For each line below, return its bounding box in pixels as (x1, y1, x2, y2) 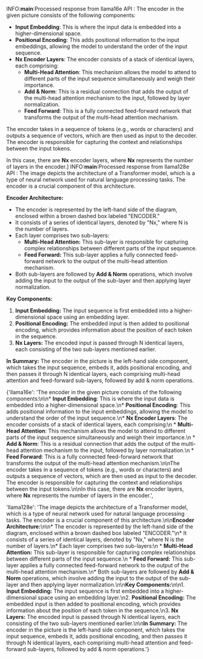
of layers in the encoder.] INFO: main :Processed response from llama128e (6, 163, 190, 170)
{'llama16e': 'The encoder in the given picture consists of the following (6, 389, 182, 395)
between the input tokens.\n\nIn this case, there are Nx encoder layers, (6, 485, 184, 493)
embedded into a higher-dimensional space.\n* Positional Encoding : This (6, 401, 191, 409)
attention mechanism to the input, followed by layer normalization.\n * (20, 446, 195, 454)
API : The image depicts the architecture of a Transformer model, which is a (6, 169, 195, 177)
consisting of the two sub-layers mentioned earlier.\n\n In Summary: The (6, 620, 188, 627)
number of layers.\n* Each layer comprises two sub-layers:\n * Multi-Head (6, 542, 193, 549)
